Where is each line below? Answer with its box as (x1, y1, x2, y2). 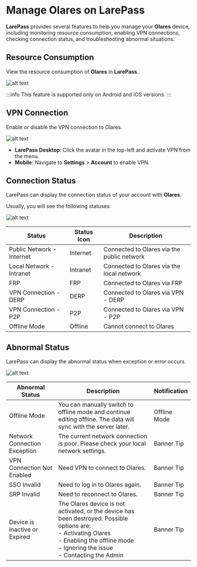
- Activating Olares (58, 529, 111, 538)
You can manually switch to (58, 401, 134, 409)
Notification (154, 387, 188, 395)
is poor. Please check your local (58, 439, 146, 448)
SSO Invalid (9, 481, 41, 489)
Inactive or (9, 525, 38, 534)
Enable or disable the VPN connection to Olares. (6, 123, 123, 130)
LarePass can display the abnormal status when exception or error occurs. (6, 358, 186, 365)
